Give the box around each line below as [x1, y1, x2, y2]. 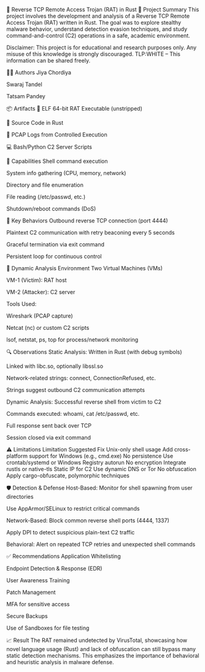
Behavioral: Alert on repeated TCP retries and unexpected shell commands [6, 541, 196, 548]
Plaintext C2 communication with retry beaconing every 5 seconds [6, 229, 175, 236]
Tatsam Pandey [6, 93, 46, 100]
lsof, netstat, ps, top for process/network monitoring [6, 336, 139, 343]
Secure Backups [6, 612, 48, 620]
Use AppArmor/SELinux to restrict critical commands [6, 505, 140, 512]
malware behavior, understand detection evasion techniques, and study [6, 25, 188, 33]
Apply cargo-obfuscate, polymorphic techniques [6, 472, 130, 479]
